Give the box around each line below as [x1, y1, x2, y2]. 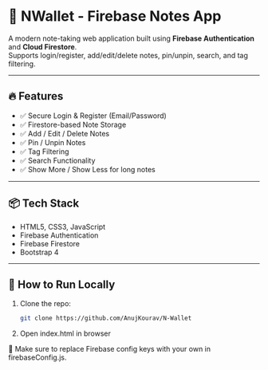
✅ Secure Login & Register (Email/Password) [19, 111, 167, 120]
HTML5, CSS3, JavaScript [19, 222, 106, 231]
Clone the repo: [19, 299, 72, 309]
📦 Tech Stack [8, 197, 80, 211]
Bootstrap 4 [19, 247, 59, 257]
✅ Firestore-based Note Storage [19, 120, 127, 129]
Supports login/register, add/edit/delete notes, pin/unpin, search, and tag [8, 50, 249, 60]
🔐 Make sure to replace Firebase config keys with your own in [8, 344, 211, 354]
